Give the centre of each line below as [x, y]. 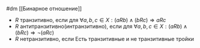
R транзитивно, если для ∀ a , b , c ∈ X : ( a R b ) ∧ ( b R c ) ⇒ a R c [90, 20]
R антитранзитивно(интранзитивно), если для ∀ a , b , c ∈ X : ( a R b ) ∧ [101, 26]
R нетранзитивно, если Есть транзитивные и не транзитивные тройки [104, 39]
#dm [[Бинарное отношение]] [44, 9]
